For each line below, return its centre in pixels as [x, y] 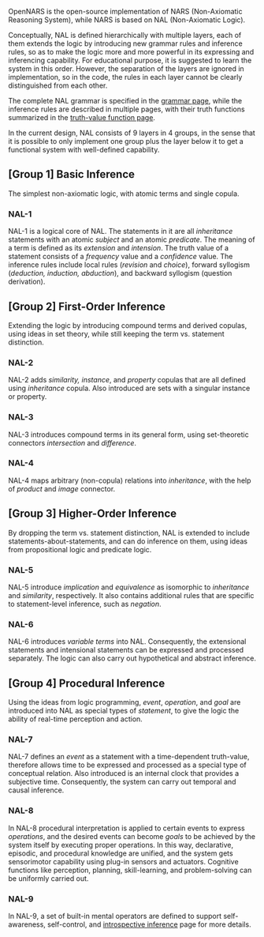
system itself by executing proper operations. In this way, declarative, [121, 845]
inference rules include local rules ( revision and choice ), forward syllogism [129, 265]
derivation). [27, 282]
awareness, [27, 924]
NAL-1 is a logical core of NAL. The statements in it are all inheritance [121, 231]
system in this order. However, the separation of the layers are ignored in [126, 69]
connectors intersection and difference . [72, 442]
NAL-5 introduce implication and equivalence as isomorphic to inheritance [129, 587]
